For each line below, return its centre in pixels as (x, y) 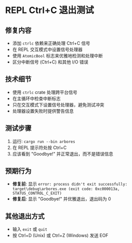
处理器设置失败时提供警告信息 (43, 111)
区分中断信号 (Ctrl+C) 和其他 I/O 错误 (50, 62)
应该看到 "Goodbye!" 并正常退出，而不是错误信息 (63, 153)
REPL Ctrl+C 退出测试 (50, 10)
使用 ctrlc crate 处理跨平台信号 (45, 92)
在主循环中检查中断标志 (36, 98)
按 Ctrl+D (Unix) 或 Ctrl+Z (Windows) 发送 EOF (60, 235)
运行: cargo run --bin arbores (44, 141)
